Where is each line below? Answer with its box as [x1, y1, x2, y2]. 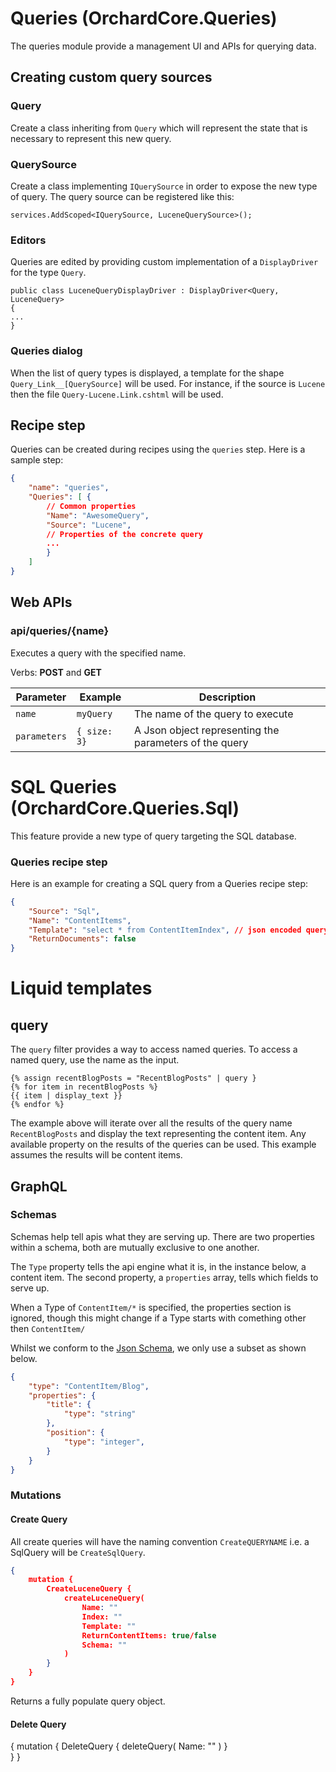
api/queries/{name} [10, 624, 110, 638]
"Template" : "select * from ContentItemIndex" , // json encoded [28, 925, 302, 935]
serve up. [10, 1282, 50, 1294]
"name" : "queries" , [28, 483, 110, 493]
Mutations [10, 1488, 62, 1502]
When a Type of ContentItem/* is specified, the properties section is [10, 1301, 292, 1313]
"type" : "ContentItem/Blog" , [28, 1381, 150, 1391]
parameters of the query [134, 735, 249, 749]
